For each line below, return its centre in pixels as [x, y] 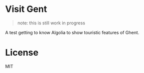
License [22, 53]
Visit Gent [26, 9]
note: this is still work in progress [51, 23]
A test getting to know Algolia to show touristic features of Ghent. [72, 32]
